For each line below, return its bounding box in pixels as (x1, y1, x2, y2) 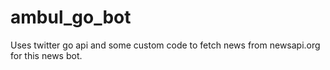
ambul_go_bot (10, 6, 132, 29)
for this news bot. (10, 49, 83, 61)
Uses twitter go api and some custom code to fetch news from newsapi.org (10, 39, 321, 51)
